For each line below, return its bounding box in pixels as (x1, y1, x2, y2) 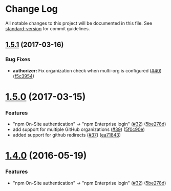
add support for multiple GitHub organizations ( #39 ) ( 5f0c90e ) (12, 126, 145, 132)
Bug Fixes (5, 56, 31, 63)
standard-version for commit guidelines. (5, 25, 90, 31)
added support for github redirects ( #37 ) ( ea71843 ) (12, 132, 121, 138)
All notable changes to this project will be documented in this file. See (5, 20, 153, 26)
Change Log (5, 3, 58, 15)
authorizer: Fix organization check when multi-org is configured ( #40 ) (12, 67, 162, 73)
